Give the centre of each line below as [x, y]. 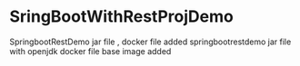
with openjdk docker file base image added [90, 51]
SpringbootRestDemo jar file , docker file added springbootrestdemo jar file [150, 42]
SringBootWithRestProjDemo [121, 17]
